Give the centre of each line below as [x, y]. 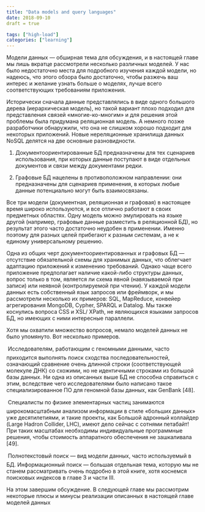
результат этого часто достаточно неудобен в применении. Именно [95, 228]
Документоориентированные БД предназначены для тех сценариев [105, 153]
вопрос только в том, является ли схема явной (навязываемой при [94, 280]
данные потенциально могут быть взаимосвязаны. [82, 191]
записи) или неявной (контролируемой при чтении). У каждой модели [99, 286]
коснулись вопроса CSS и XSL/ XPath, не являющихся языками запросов [102, 312]
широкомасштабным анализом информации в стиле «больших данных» [101, 411]
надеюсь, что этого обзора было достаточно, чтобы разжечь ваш [92, 77]
